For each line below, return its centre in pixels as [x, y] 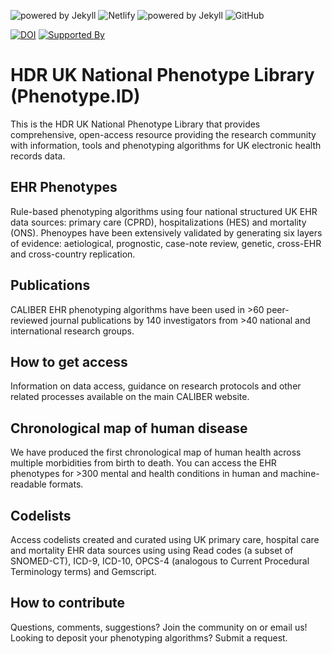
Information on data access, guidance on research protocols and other [156, 386]
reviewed [29, 320]
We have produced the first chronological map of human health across [156, 452]
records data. [38, 156]
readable [28, 484]
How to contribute [68, 603]
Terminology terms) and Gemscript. [83, 571]
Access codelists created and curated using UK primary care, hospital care [165, 539]
